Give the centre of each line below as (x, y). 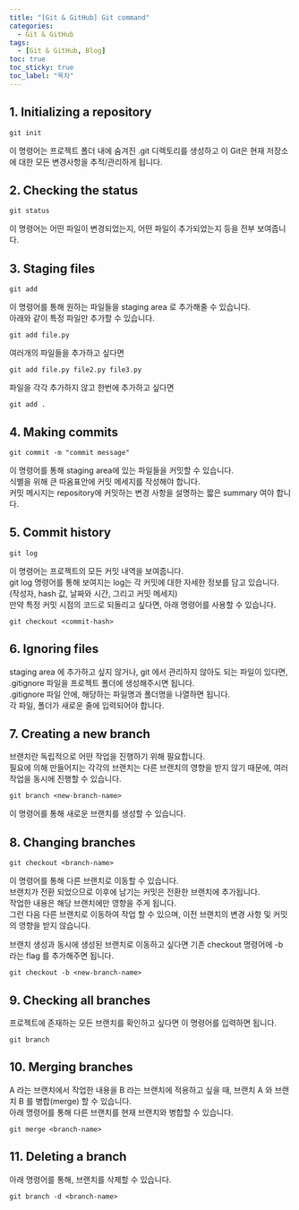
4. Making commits (64, 432)
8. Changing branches (73, 842)
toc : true (28, 59)
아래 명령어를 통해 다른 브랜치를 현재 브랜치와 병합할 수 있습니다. (122, 1112)
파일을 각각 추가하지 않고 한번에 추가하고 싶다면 (92, 388)
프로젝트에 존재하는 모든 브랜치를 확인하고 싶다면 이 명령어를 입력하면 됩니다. (143, 1023)
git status (30, 211)
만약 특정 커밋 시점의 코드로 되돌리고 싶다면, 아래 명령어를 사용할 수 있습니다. (143, 605)
